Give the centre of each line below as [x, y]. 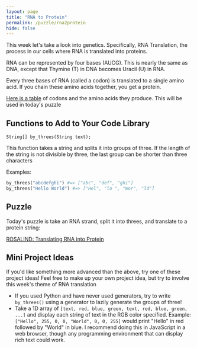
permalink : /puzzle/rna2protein [46, 23]
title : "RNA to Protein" [37, 17]
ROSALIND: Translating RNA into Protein [55, 239]
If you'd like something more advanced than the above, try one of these [93, 272]
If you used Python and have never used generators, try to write [93, 296]
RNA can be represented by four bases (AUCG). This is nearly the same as [97, 63]
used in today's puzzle [34, 105]
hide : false [21, 28]
